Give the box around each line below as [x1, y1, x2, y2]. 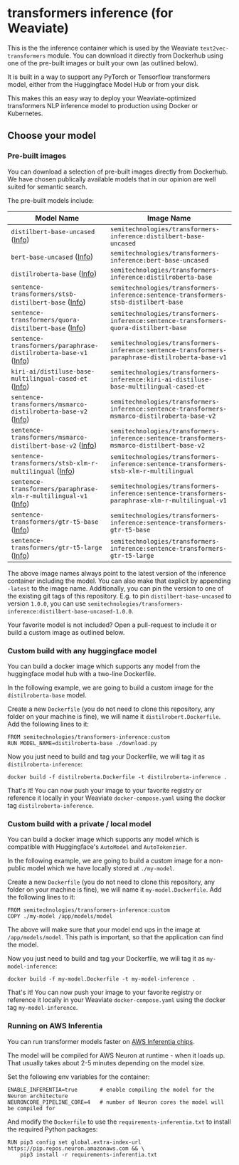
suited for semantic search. [7, 182, 87, 191]
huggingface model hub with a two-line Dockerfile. [7, 669, 156, 678]
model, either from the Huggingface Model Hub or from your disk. [7, 80, 201, 88]
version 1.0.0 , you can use [7, 599, 87, 608]
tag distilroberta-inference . [7, 801, 94, 809]
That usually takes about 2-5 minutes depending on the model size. [7, 1058, 205, 1067]
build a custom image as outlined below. [7, 628, 125, 636]
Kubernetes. [7, 109, 43, 117]
